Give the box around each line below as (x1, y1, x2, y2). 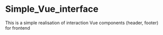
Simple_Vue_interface (5, 3, 99, 15)
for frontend (5, 25, 30, 31)
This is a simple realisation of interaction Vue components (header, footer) (5, 20, 159, 26)
